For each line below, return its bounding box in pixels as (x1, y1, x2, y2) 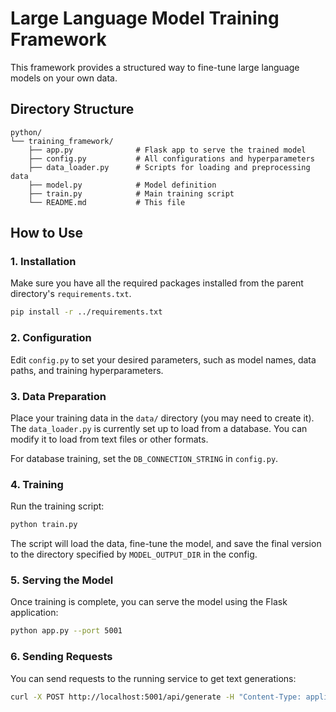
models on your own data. (10, 72, 118, 84)
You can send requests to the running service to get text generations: (10, 672, 297, 684)
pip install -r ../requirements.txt (10, 307, 163, 317)
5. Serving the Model (10, 573, 114, 587)
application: (10, 607, 59, 619)
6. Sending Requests (10, 650, 113, 664)
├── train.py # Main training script (28, 188, 235, 199)
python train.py (10, 520, 78, 530)
